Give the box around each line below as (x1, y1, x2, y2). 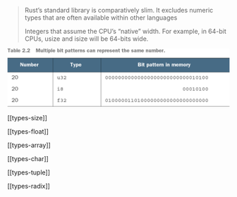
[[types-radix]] (7, 182, 51, 190)
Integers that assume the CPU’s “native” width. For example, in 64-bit (24, 27, 227, 35)
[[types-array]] (7, 141, 51, 149)
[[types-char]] (7, 154, 49, 163)
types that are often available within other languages (24, 13, 178, 22)
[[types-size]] (7, 113, 48, 122)
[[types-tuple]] (7, 168, 51, 177)
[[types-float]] (7, 127, 49, 136)
